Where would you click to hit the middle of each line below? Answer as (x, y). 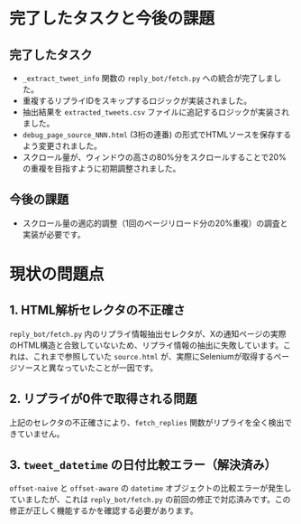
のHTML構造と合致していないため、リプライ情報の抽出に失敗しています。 (146, 345)
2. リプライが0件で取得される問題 (103, 399)
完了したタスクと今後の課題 (112, 19)
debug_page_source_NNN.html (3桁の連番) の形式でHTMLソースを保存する (156, 135)
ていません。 (41, 434)
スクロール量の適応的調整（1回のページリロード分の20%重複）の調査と (155, 223)
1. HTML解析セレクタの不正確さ (97, 310)
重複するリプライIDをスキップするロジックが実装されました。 (137, 101)
